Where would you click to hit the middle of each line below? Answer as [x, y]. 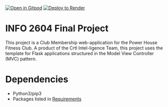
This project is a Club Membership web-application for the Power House [81, 42]
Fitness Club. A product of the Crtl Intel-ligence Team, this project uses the [84, 48]
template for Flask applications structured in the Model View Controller [80, 53]
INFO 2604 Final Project [57, 29]
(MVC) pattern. [21, 59]
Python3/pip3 [27, 93]
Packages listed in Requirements [47, 99]
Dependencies [37, 79]
